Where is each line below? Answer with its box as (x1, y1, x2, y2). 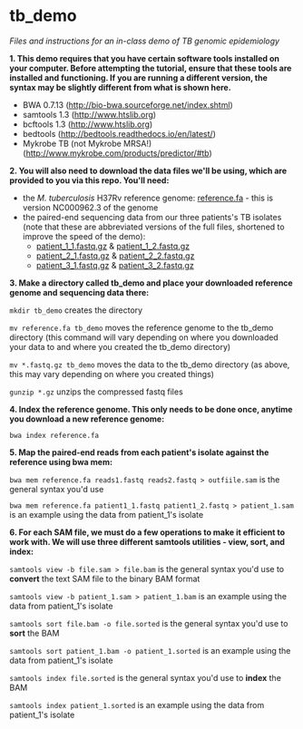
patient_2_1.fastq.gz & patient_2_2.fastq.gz (35, 250, 195, 261)
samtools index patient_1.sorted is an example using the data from (9, 699, 265, 710)
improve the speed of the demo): (22, 230, 146, 241)
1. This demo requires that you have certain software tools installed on (9, 53, 279, 63)
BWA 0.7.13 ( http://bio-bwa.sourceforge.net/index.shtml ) (22, 99, 233, 110)
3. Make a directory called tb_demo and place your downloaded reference (9, 277, 293, 288)
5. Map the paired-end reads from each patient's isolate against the (9, 446, 269, 458)
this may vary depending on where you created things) (9, 368, 215, 379)
